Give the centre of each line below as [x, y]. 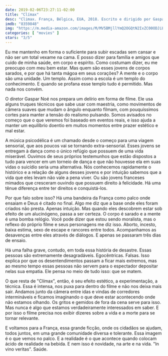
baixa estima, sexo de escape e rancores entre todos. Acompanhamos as [81, 229]
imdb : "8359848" [22, 24]
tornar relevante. [22, 318]
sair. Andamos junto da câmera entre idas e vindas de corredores [72, 291]
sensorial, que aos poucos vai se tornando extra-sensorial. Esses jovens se [83, 145]
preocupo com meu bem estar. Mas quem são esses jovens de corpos [77, 67]
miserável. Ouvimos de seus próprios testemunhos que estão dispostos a [81, 156]
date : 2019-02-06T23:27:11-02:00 [40, 10]
